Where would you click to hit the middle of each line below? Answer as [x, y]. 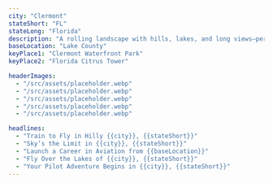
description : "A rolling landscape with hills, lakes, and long [119, 39]
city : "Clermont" [38, 16]
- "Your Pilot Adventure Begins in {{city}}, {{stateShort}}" [123, 166]
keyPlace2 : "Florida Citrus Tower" [69, 62]
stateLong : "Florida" [45, 31]
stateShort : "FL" [38, 24]
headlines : [27, 129]
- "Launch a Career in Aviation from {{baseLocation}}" [112, 151]
